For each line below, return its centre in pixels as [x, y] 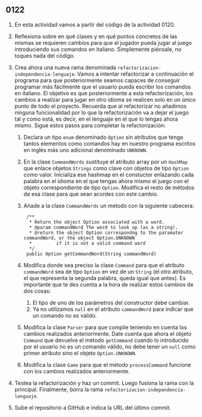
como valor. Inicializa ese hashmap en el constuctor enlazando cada [109, 175]
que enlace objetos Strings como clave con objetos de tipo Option [106, 168]
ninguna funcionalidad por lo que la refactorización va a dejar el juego [102, 112]
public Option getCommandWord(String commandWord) [91, 254]
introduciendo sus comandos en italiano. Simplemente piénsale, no [98, 49]
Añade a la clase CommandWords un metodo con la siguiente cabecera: [109, 205]
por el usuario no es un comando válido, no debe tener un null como [109, 346]
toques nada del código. [44, 55]
